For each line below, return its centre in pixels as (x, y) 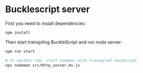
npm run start (20, 51)
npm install (18, 32)
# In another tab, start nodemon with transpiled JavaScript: (72, 60)
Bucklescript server (47, 9)
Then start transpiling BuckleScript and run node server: (64, 42)
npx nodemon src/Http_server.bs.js (43, 65)
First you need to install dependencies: (45, 23)
